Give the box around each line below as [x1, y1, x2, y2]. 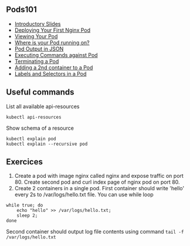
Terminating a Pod [14, 58, 59, 65]
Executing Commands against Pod [14, 51, 98, 58]
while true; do [6, 203, 43, 208]
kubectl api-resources [6, 114, 62, 120]
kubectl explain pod [6, 136, 57, 141]
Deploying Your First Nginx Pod [14, 26, 91, 33]
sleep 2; [16, 213, 38, 219]
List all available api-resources [6, 103, 80, 110]
